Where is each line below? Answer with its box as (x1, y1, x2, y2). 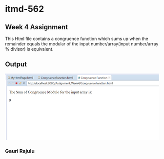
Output (5, 60, 27, 69)
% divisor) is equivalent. (5, 46, 54, 52)
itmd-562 (5, 3, 44, 15)
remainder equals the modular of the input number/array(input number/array (5, 41, 159, 47)
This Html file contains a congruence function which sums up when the (5, 36, 148, 41)
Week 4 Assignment (5, 23, 68, 31)
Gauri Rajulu (5, 147, 35, 154)
